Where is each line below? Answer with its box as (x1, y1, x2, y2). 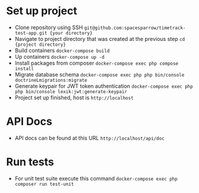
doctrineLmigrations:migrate (14, 77, 88, 83)
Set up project (6, 4, 77, 18)
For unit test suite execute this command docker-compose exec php (14, 175, 178, 182)
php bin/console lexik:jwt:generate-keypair (14, 88, 128, 94)
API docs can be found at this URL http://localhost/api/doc (14, 134, 165, 141)
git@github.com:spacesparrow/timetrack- (84, 25, 186, 31)
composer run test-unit (14, 181, 74, 187)
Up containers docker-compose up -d (14, 53, 105, 60)
